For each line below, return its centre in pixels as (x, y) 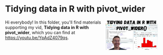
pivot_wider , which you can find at (40, 32)
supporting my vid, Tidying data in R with (47, 27)
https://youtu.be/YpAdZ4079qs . (37, 38)
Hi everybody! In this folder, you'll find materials (53, 22)
